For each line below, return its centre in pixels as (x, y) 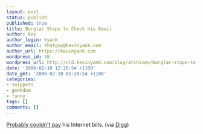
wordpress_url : (25, 62)
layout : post (23, 12)
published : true (27, 23)
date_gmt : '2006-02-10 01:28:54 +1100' (56, 74)
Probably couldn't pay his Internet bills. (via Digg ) (68, 124)
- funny (16, 96)
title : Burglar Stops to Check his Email (59, 29)
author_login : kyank (32, 40)
